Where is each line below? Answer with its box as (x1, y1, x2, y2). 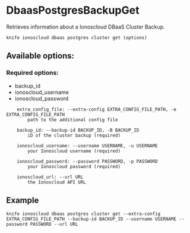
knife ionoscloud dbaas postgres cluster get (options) (6, 34, 147, 40)
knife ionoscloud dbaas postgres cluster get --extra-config (6, 211, 161, 217)
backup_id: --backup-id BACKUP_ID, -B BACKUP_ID (17, 127, 140, 133)
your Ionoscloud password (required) (27, 163, 121, 169)
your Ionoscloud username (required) (27, 148, 121, 154)
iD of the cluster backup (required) (27, 132, 121, 138)
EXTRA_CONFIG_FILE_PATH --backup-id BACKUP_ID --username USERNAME (6, 216, 177, 222)
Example (6, 196, 39, 206)
